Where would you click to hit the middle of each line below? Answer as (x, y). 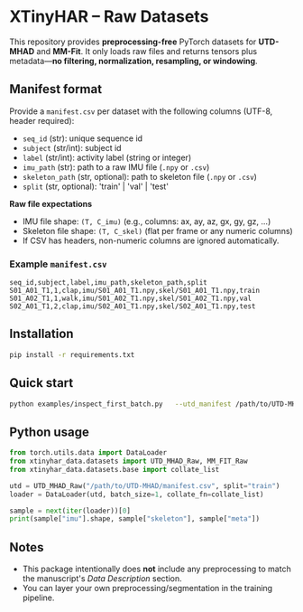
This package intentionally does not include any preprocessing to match (156, 569)
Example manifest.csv (58, 264)
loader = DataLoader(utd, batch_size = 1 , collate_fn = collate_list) (137, 494)
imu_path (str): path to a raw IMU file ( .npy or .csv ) (116, 167)
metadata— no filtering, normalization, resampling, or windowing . (134, 61)
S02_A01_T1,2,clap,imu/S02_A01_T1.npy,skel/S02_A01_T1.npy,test (133, 306)
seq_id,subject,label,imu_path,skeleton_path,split (108, 283)
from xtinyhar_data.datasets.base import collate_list (115, 469)
